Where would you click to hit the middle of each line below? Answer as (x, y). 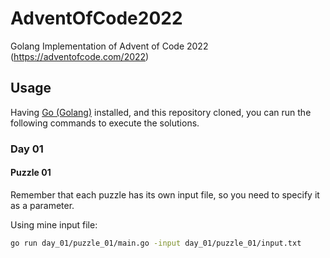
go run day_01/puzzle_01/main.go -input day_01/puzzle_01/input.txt (156, 243)
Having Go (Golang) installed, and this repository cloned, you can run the (161, 112)
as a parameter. (42, 205)
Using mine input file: (54, 224)
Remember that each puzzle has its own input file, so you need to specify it (165, 194)
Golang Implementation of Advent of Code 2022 (109, 46)
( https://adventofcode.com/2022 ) (80, 56)
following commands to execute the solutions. (105, 123)
